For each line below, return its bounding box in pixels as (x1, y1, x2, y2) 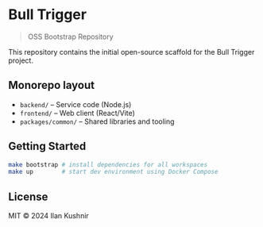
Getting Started (8, 140, 87, 153)
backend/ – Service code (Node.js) (19, 99, 132, 109)
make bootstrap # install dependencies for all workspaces (8, 160, 208, 168)
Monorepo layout (8, 79, 95, 92)
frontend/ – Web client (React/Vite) (19, 108, 135, 117)
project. (8, 56, 34, 65)
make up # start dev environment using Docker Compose (8, 168, 219, 176)
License (8, 190, 48, 203)
